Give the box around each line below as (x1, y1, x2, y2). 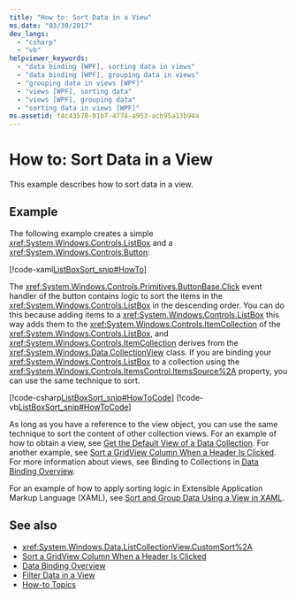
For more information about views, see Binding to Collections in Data (9, 456, 259, 467)
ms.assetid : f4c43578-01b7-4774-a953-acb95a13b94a (9, 111, 200, 120)
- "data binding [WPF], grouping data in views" (17, 71, 200, 80)
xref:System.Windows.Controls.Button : (9, 247, 150, 257)
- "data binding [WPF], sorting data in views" (17, 63, 196, 72)
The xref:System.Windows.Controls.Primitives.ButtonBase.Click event (9, 280, 262, 292)
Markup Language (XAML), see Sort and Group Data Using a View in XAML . (9, 492, 285, 502)
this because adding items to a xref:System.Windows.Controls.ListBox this (9, 309, 280, 319)
